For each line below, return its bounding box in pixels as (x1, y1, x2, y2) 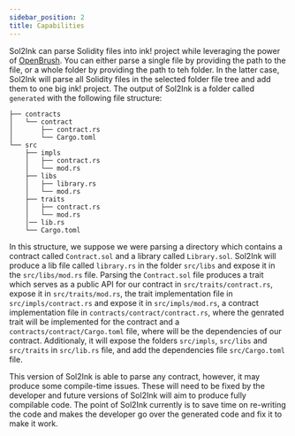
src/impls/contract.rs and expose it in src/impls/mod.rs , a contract (9, 297, 259, 308)
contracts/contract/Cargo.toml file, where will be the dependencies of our (9, 325, 282, 336)
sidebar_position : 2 (9, 12, 86, 22)
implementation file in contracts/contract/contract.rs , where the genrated (9, 307, 284, 317)
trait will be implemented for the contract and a (9, 316, 180, 327)
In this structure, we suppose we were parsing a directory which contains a (9, 241, 283, 252)
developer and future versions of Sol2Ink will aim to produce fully (9, 390, 247, 401)
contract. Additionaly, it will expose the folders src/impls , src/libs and (9, 335, 268, 346)
